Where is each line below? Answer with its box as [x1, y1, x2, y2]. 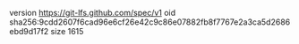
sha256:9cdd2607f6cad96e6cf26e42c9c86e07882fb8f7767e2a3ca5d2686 [9, 17, 291, 27]
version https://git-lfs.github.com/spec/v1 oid [9, 8, 176, 18]
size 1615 [50, 26, 84, 36]
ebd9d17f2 [9, 26, 49, 36]
